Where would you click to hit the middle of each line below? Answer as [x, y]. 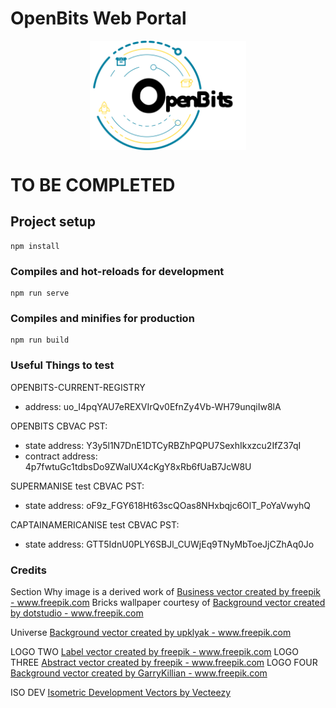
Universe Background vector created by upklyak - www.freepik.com [151, 632]
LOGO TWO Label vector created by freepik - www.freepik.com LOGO [154, 651]
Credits [28, 570]
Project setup [53, 222]
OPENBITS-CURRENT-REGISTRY [78, 387]
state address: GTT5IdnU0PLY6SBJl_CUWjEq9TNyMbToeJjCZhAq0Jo [169, 544]
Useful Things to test [62, 365]
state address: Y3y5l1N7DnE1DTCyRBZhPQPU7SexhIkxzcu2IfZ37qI [163, 445]
